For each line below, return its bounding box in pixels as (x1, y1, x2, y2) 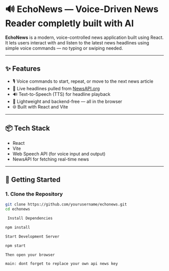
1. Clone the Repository (5, 190, 63, 197)
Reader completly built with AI (5, 18, 134, 29)
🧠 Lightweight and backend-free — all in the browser (12, 98, 122, 104)
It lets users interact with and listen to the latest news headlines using (5, 39, 149, 45)
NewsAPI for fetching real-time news (12, 156, 90, 162)
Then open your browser (5, 252, 55, 257)
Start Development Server (5, 234, 59, 239)
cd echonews (5, 207, 30, 212)
